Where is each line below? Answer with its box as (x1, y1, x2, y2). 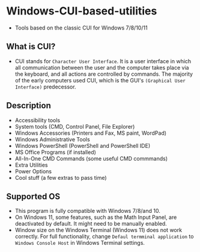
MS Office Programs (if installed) (14, 149, 96, 156)
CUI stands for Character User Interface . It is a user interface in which (14, 57, 192, 64)
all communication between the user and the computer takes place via (14, 64, 189, 71)
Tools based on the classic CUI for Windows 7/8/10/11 (14, 24, 148, 31)
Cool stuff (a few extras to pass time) (14, 174, 107, 181)
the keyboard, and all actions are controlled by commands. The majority (14, 70, 193, 78)
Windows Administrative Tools (14, 135, 90, 143)
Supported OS (6, 191, 61, 201)
